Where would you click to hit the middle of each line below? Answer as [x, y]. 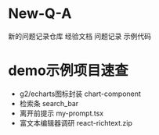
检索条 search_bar [49, 103]
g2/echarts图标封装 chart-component [80, 94]
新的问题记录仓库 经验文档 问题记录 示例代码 [79, 36]
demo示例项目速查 [69, 71]
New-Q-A [40, 14]
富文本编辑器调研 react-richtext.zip [76, 123]
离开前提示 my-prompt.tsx [61, 113]
